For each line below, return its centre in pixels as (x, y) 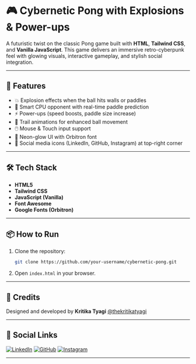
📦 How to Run (33, 234)
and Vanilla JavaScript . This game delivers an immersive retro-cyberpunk (95, 49)
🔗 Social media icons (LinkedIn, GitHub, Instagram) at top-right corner (98, 143)
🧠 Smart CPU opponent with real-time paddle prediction (82, 107)
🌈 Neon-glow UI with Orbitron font (56, 137)
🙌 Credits (23, 297)
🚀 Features (26, 86)
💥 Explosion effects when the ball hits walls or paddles (80, 100)
